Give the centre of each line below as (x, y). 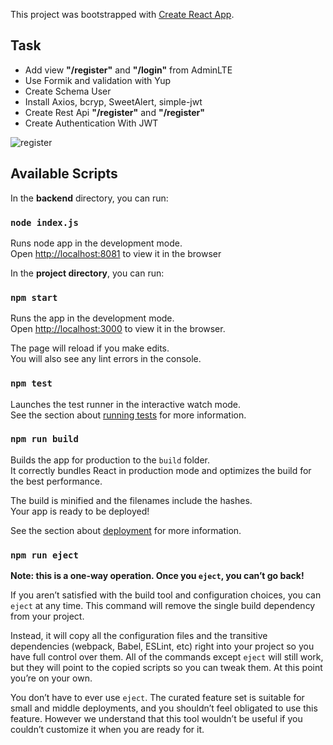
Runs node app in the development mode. (96, 243)
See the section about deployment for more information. (126, 530)
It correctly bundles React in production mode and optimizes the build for (161, 470)
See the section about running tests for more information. (128, 415)
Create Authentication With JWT (91, 123)
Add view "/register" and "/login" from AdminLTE (128, 70)
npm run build (44, 439)
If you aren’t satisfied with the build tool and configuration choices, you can (166, 595)
